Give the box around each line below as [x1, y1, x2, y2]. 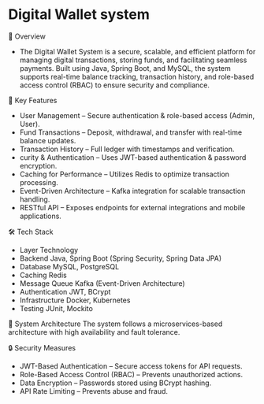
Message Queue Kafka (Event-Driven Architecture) [19, 278, 185, 288]
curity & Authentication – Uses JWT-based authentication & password [19, 152, 247, 162]
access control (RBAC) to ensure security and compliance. [19, 80, 210, 90]
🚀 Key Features [8, 95, 58, 105]
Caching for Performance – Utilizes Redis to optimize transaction [19, 169, 230, 179]
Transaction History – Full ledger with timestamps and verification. [19, 144, 235, 154]
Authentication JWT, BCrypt [19, 287, 111, 296]
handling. [19, 195, 50, 204]
